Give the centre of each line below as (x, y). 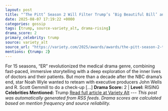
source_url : (17, 47)
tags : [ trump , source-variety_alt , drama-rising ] (58, 28)
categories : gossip (25, 24)
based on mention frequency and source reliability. (58, 103)
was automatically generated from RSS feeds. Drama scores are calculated (83, 97)
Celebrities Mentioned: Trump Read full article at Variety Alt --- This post (81, 92)
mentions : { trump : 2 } (28, 51)
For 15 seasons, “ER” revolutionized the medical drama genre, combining (80, 66)
